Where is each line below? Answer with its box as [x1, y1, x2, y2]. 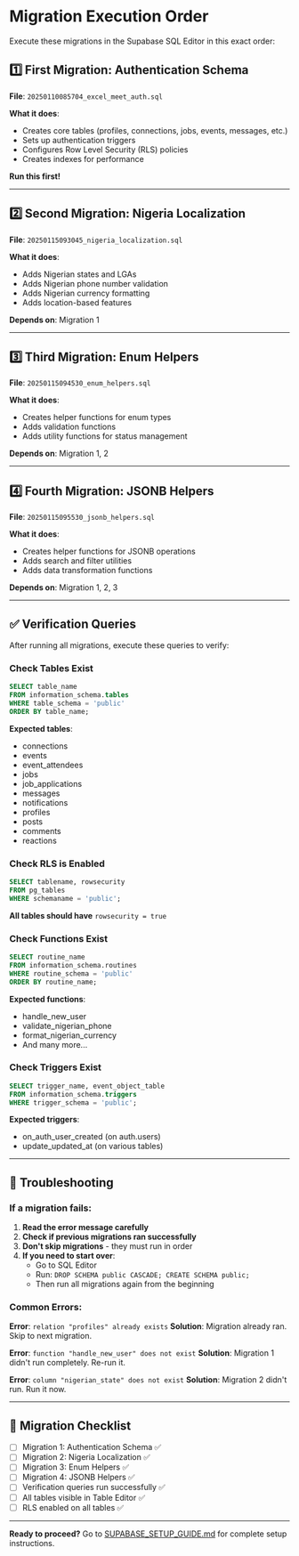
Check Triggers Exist [9, 1061, 102, 1074]
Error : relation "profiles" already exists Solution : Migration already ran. [9, 1321, 287, 1332]
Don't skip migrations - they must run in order [21, 1241, 193, 1252]
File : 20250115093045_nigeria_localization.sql [9, 234, 183, 245]
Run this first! [9, 171, 61, 182]
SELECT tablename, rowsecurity [9, 878, 125, 887]
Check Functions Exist [9, 932, 109, 944]
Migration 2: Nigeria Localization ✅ [21, 1452, 151, 1463]
